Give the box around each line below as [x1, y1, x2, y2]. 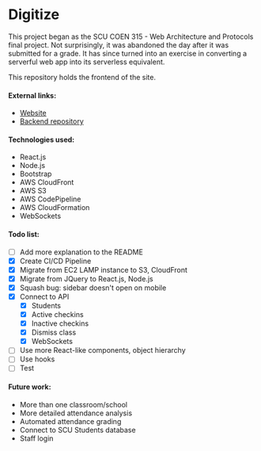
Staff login [19, 434, 54, 443]
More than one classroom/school [19, 399, 128, 409]
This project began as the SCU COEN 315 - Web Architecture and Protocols [8, 32, 254, 41]
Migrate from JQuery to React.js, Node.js [19, 273, 153, 283]
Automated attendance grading [19, 416, 122, 426]
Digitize [8, 6, 60, 24]
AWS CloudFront [19, 178, 74, 187]
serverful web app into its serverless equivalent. [8, 57, 165, 67]
